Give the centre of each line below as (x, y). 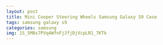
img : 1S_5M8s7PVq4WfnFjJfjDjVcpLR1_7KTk (57, 33)
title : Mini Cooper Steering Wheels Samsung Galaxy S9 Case (82, 17)
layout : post (22, 11)
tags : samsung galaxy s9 (37, 22)
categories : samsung (32, 28)
